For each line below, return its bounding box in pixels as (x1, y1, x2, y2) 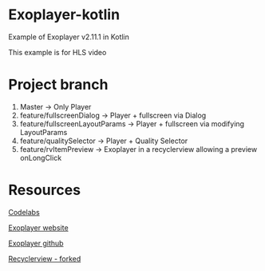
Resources (8, 181, 81, 199)
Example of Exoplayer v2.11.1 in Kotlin (8, 32, 130, 42)
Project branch (8, 76, 109, 94)
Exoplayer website (8, 222, 69, 233)
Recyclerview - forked (8, 253, 81, 263)
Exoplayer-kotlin (8, 6, 121, 24)
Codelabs (8, 207, 40, 217)
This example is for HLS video (8, 47, 107, 57)
